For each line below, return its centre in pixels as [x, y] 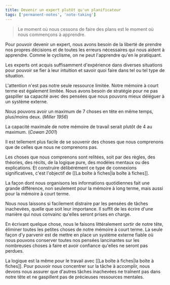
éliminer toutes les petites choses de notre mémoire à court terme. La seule [84, 229]
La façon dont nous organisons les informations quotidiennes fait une [78, 183]
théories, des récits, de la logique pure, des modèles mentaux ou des [77, 162]
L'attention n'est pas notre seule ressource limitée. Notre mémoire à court [82, 85]
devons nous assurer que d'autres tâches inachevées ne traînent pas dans [83, 271]
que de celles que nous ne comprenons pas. [52, 147]
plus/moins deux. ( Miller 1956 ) [37, 116]
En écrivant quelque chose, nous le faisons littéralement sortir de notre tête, [84, 224]
